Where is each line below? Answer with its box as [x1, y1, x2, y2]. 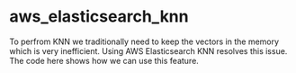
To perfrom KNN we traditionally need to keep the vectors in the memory [9, 36, 280, 47]
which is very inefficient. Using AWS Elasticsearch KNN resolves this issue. [9, 45, 288, 56]
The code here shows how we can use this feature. [9, 55, 200, 66]
